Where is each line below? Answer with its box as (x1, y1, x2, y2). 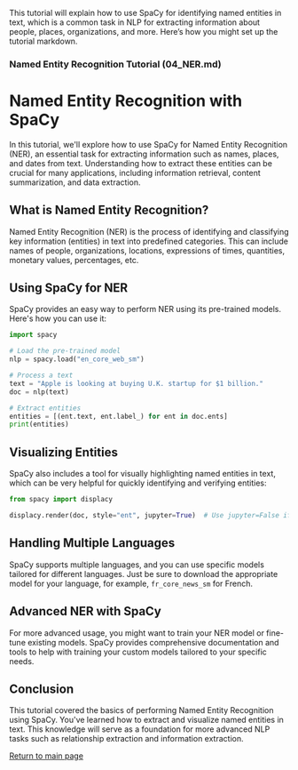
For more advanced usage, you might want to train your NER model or (9, 627, 264, 638)
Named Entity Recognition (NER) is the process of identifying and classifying (9, 226, 289, 237)
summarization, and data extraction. (9, 177, 141, 188)
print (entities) (9, 420, 69, 429)
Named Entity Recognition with (9, 91, 243, 111)
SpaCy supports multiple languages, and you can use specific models (9, 559, 264, 570)
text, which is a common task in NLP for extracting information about (9, 17, 260, 28)
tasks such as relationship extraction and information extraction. (9, 734, 244, 744)
